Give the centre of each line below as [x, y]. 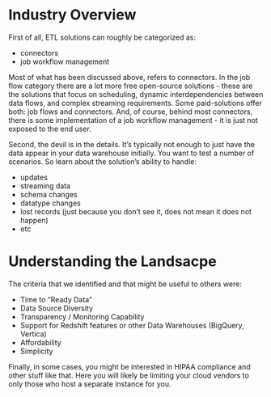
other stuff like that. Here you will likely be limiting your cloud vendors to [129, 375]
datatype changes [50, 203]
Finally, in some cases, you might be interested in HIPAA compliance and [129, 366]
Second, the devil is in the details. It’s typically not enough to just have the [131, 144]
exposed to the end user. [50, 129]
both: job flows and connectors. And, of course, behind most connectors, [131, 112]
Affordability [41, 342]
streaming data [45, 186]
